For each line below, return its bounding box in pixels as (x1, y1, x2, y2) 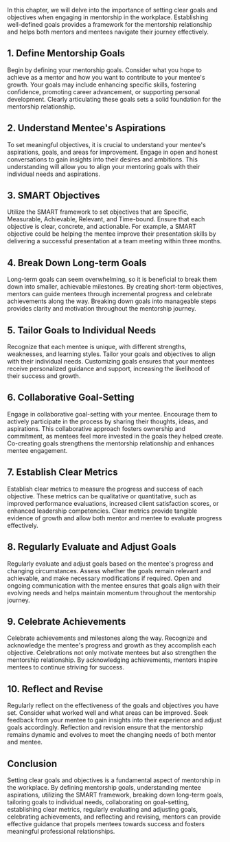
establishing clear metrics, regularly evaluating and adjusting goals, (7, 805, 198, 813)
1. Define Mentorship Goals (7, 47, 126, 59)
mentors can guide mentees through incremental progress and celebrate (7, 290, 213, 298)
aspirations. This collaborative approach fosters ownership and (7, 424, 186, 432)
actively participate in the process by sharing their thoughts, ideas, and (7, 417, 209, 425)
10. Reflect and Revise (7, 683, 104, 695)
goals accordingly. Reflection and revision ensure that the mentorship (7, 723, 204, 731)
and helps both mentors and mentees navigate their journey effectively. (7, 27, 209, 36)
